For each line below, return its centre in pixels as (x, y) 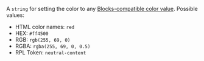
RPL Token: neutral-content (51, 53)
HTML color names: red (45, 27)
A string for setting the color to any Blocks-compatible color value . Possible (102, 9)
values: (15, 15)
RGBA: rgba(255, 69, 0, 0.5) (53, 46)
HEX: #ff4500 (32, 33)
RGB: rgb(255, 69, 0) (43, 40)
